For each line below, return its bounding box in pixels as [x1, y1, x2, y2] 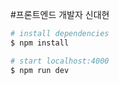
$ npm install [10, 38, 70, 48]
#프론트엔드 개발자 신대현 [10, 9, 110, 20]
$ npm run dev [10, 65, 70, 75]
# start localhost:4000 [10, 56, 110, 66]
